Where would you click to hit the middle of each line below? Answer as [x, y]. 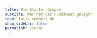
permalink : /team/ [24, 28]
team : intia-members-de [30, 19]
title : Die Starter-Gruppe [33, 10]
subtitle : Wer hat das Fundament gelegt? [49, 14]
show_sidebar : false [27, 23]
